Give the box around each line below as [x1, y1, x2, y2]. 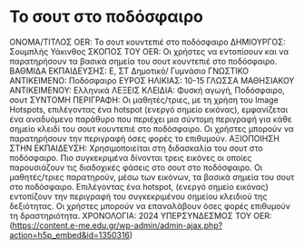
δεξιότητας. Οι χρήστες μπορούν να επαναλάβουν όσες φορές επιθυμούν [9, 200, 290, 211]
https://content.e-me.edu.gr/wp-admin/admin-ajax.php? [12, 220, 223, 231]
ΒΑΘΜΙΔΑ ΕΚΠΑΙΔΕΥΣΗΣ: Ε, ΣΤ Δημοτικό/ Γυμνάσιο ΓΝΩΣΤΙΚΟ [9, 65, 250, 76]
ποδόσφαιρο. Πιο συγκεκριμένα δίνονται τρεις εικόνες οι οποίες [9, 152, 252, 163]
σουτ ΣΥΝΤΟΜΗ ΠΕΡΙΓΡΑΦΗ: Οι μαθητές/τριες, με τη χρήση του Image [9, 94, 279, 105]
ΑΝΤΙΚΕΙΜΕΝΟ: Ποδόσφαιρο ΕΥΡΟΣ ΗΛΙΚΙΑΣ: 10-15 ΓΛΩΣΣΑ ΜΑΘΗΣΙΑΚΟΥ [9, 75, 295, 85]
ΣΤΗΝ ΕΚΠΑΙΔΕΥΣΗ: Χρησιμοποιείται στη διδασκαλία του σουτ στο [9, 143, 263, 154]
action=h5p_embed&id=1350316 [9, 229, 130, 240]
